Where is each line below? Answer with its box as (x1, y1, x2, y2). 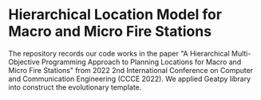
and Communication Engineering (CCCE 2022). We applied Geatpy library (8, 74, 251, 83)
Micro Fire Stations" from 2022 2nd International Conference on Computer (8, 65, 254, 75)
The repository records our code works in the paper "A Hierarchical (8, 48, 230, 58)
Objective (8, 57, 40, 67)
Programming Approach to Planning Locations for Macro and (41, 57, 242, 67)
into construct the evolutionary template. (8, 82, 142, 92)
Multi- (231, 48, 251, 58)
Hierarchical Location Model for (8, 6, 222, 24)
